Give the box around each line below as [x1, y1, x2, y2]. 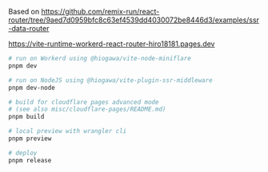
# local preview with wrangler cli [8, 127, 127, 135]
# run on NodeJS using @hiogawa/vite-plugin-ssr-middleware [8, 76, 214, 84]
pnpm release [8, 156, 52, 164]
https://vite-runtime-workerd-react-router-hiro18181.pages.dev [8, 39, 215, 49]
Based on [8, 7, 40, 16]
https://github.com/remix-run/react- [41, 7, 160, 16]
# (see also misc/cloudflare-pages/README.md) [8, 105, 166, 114]
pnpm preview [8, 135, 52, 143]
